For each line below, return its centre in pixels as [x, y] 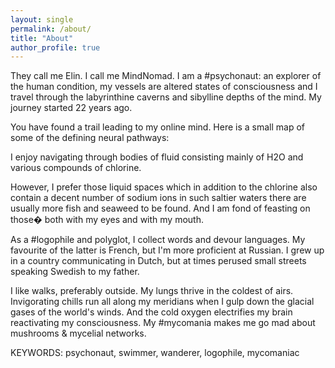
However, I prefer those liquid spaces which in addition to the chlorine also [164, 187]
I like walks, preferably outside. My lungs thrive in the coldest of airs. [152, 291]
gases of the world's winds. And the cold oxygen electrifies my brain [151, 312]
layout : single [42, 19]
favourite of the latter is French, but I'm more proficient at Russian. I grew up [167, 250]
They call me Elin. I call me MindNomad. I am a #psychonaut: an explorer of [166, 76]
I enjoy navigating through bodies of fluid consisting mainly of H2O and [157, 157]
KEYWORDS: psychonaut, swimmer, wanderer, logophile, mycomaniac [155, 353]
